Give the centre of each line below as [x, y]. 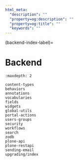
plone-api [15, 142]
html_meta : [16, 10]
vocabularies [19, 98]
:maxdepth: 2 [19, 76]
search [12, 133]
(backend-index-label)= [29, 42]
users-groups [19, 120]
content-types [20, 85]
